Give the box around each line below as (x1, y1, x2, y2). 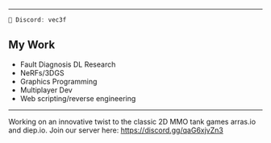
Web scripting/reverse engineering (19, 93, 136, 103)
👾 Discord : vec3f (8, 16, 67, 24)
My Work (8, 38, 56, 52)
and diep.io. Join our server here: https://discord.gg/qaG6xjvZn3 (8, 125, 223, 135)
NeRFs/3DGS (19, 67, 65, 77)
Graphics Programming (19, 76, 98, 86)
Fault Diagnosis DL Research (19, 59, 116, 69)
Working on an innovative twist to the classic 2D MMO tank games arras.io (8, 116, 256, 126)
